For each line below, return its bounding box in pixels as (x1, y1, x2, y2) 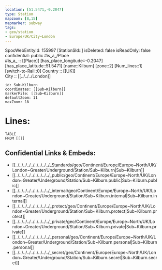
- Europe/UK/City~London (5, 34, 55, 39)
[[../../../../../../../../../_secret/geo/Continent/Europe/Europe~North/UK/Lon (12, 249, 156, 255)
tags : (5, 25, 16, 30)
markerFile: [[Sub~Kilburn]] (5, 91, 64, 96)
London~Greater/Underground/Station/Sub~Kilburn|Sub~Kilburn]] (12, 167, 144, 173)
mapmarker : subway (5, 20, 42, 26)
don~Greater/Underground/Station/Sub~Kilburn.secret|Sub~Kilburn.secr (12, 254, 158, 260)
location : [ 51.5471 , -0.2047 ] (5, 7, 64, 12)
